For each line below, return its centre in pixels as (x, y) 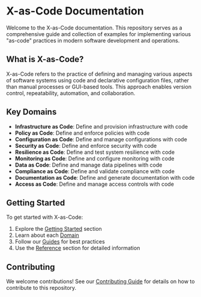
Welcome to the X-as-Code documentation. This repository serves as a (94, 28)
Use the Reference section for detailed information (77, 248)
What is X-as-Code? (45, 59)
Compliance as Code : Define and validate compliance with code (95, 171)
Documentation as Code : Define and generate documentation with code (105, 177)
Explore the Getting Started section (58, 229)
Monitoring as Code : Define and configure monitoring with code (94, 158)
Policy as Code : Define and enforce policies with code (82, 133)
